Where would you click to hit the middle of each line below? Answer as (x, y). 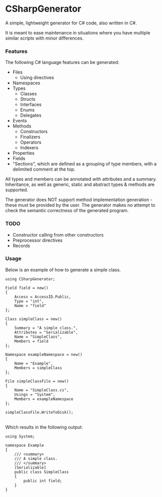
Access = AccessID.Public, (43, 297)
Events (20, 121)
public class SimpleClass (42, 472)
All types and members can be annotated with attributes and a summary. (81, 179)
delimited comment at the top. (44, 169)
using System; (20, 436)
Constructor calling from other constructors (58, 235)
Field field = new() (27, 288)
